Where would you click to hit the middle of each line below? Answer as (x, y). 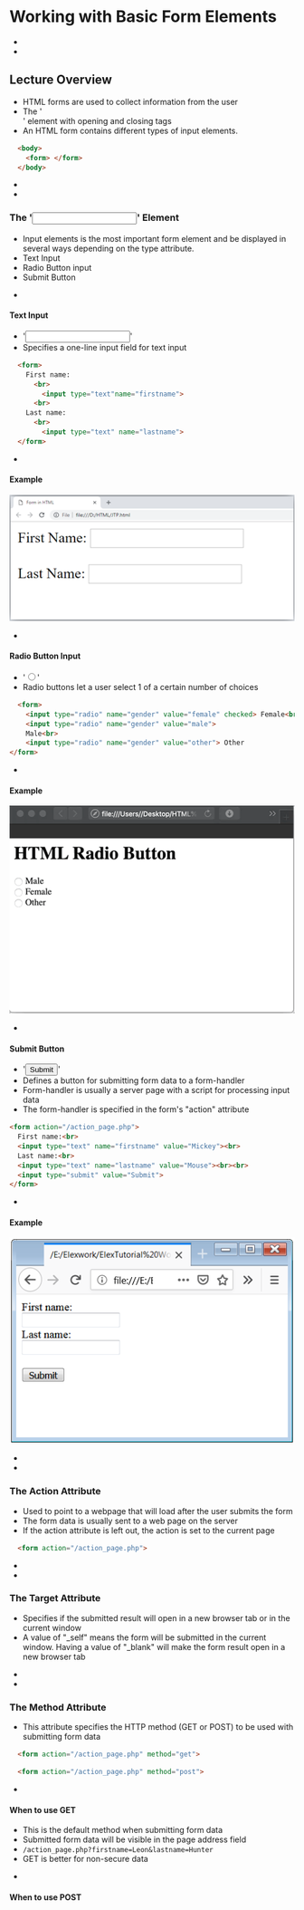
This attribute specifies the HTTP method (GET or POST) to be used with (158, 1727)
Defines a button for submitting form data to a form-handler (133, 1080)
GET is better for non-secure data (85, 1859)
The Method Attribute (58, 1707)
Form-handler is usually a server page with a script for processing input (156, 1090)
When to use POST (45, 1897)
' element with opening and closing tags (97, 120)
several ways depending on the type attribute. (108, 248)
